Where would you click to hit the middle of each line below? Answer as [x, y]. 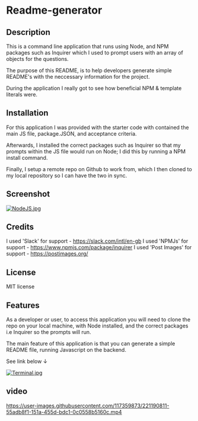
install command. [27, 158]
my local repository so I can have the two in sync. [67, 175]
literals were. [22, 94]
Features [23, 305]
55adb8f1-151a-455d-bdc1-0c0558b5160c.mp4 [64, 412]
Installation [27, 113]
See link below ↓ [27, 361]
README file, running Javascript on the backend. [66, 350]
